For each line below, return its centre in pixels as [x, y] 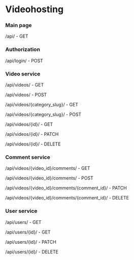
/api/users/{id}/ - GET [28, 232]
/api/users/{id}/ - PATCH [31, 242]
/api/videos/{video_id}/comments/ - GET [48, 168]
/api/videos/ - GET [25, 85]
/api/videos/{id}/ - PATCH [32, 134]
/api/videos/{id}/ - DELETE [33, 144]
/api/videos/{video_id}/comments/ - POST [49, 178]
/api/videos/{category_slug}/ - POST [43, 114]
